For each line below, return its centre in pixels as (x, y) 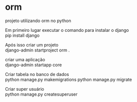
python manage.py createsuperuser (41, 94)
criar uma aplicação (25, 59)
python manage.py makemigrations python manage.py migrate (68, 79)
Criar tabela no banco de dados (37, 74)
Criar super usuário (25, 89)
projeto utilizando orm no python (38, 21)
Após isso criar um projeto (32, 45)
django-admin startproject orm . (37, 50)
